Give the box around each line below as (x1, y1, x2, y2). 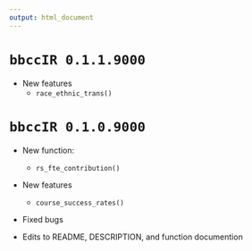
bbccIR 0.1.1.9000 (9, 51, 146, 68)
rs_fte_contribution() (35, 163, 121, 172)
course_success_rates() (35, 198, 125, 207)
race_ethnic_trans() (35, 88, 113, 98)
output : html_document (9, 13, 94, 22)
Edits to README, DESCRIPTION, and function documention (21, 231, 243, 242)
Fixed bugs (21, 213, 64, 224)
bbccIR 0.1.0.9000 (9, 118, 146, 135)
